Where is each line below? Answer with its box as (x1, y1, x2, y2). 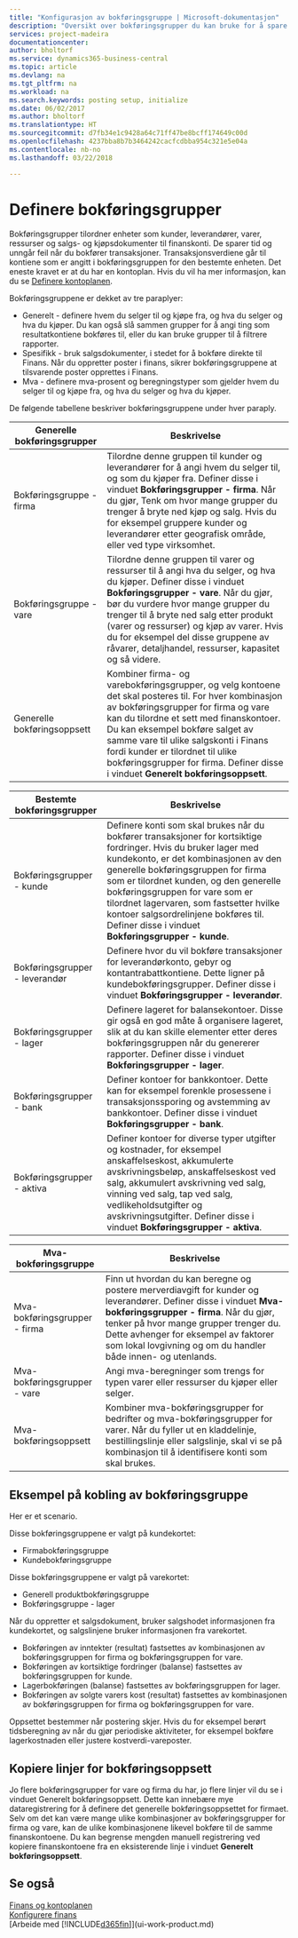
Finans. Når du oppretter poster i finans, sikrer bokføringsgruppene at (21, 357, 278, 369)
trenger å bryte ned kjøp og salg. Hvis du (106, 505, 277, 518)
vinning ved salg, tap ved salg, (106, 1187, 233, 1200)
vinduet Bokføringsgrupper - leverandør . (106, 989, 283, 1002)
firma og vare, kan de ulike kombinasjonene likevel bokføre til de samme (9, 1823, 273, 1833)
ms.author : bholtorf (9, 112, 86, 121)
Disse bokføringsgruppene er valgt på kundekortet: (9, 1529, 197, 1539)
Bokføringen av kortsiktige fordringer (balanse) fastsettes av (21, 1662, 243, 1672)
